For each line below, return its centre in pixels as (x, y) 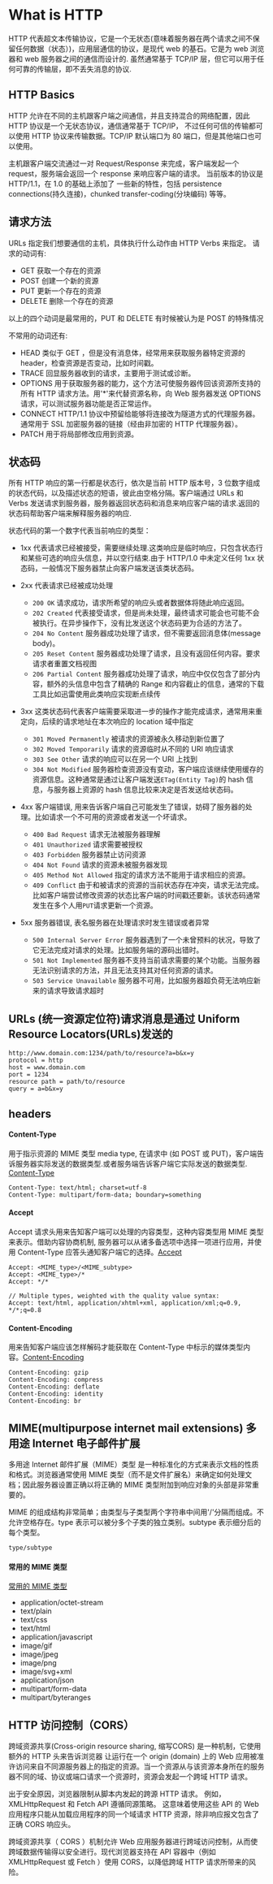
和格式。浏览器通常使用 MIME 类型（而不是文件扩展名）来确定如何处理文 (130, 1475)
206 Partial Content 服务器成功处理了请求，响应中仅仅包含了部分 (143, 674)
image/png (38, 1663)
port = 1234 (28, 1075)
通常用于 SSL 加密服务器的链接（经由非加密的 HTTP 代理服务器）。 (131, 423)
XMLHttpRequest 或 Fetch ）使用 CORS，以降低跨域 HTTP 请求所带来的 (129, 1862)
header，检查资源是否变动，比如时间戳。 (89, 362)
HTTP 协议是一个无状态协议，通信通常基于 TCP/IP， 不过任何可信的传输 (129, 126)
